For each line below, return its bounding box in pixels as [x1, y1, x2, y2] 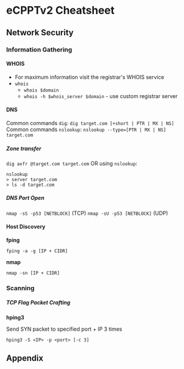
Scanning [6, 283, 35, 292]
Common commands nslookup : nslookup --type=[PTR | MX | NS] [6, 126, 166, 133]
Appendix [6, 353, 44, 364]
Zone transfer [6, 145, 42, 152]
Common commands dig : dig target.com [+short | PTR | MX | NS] [6, 119, 174, 126]
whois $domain [23, 87, 59, 93]
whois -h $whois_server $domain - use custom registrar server [23, 92, 178, 99]
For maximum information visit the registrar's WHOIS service [14, 73, 164, 81]
